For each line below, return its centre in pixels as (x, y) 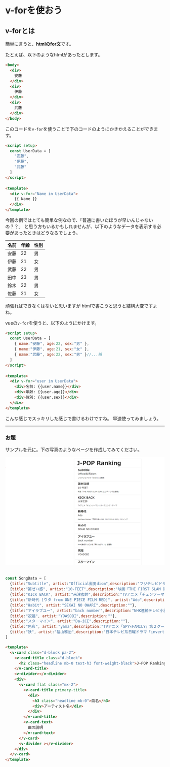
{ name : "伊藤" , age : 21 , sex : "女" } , (52, 349)
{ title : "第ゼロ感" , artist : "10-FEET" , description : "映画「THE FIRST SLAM (85, 589)
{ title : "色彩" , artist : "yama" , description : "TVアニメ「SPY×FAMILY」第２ (83, 627)
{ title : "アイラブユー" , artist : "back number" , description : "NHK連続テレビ (85, 611)
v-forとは (20, 31)
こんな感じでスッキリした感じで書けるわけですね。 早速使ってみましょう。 (83, 418)
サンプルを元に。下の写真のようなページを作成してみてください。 (74, 450)
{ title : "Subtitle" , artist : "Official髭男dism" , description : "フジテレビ (84, 584)
